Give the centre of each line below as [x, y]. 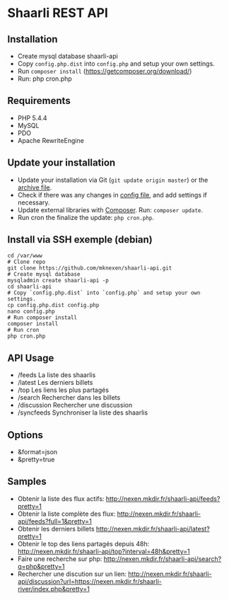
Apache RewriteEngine [51, 140]
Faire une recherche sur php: [60, 559]
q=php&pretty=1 [41, 566]
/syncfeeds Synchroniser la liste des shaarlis [83, 412]
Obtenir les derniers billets [56, 529]
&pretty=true [36, 460]
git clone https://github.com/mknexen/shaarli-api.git [90, 268]
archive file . [35, 187]
